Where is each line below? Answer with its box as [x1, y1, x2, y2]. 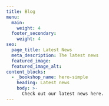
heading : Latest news [16, 80, 70, 86]
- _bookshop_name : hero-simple [11, 74, 88, 80]
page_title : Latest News [11, 47, 72, 53]
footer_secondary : [11, 31, 57, 37]
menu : [6, 14, 19, 20]
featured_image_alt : [11, 63, 62, 69]
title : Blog [6, 8, 35, 15]
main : [11, 19, 25, 25]
